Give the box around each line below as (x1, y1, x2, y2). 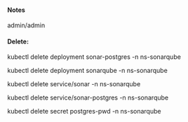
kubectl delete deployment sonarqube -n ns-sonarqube (7, 67, 168, 75)
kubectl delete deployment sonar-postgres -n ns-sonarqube (7, 53, 181, 61)
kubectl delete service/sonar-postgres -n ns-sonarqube (7, 93, 169, 102)
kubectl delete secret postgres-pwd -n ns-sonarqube (7, 107, 161, 116)
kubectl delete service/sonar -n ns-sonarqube (7, 80, 141, 88)
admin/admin (7, 21, 46, 29)
